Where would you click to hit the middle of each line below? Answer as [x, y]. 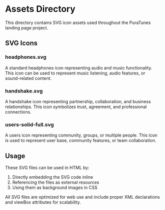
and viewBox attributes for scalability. [43, 202]
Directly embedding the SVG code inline [53, 177]
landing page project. [27, 27]
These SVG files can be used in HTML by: [47, 168]
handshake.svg [24, 91]
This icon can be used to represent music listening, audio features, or [75, 73]
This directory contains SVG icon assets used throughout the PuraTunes [78, 23]
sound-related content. [28, 78]
